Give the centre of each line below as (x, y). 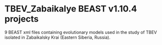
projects (22, 19)
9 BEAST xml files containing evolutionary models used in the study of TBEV (81, 32)
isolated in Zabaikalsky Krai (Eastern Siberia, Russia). (57, 37)
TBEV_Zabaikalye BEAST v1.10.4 (71, 9)
